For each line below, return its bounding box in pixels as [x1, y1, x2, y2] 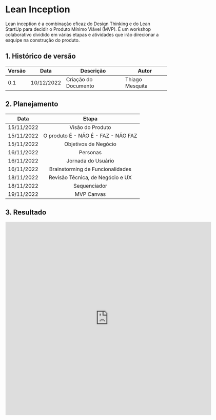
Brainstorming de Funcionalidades [49, 166, 132, 173]
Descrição [80, 67, 106, 74]
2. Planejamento [5, 100, 58, 108]
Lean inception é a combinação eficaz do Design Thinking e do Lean [5, 21, 150, 27]
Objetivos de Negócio [64, 140, 116, 148]
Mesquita [125, 82, 148, 89]
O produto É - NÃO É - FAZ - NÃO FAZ [43, 132, 138, 139]
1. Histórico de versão [5, 52, 76, 61]
